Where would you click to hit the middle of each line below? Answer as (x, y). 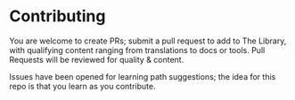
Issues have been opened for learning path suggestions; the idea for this (143, 76)
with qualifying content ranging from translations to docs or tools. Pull (137, 50)
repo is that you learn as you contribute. (82, 86)
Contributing (57, 16)
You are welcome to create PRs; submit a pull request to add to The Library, (148, 41)
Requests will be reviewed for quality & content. (97, 59)
